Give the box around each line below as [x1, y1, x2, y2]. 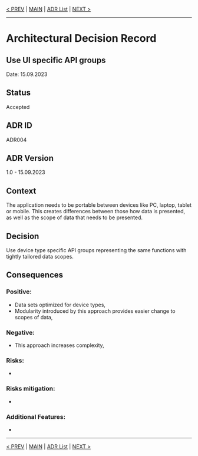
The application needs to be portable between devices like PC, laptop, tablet [6, 201, 192, 209]
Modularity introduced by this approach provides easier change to [14, 307, 176, 315]
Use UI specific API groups [6, 55, 106, 65]
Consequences [6, 270, 64, 280]
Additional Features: [6, 412, 66, 421]
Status [6, 88, 31, 98]
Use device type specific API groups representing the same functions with [6, 247, 187, 254]
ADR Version [6, 153, 54, 163]
